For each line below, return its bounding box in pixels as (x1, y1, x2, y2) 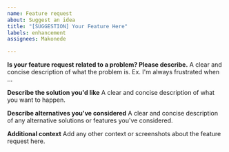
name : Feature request (7, 10, 72, 17)
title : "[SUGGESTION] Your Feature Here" (7, 23, 128, 30)
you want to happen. (7, 96, 66, 104)
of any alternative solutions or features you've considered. (7, 116, 174, 124)
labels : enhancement (7, 29, 67, 36)
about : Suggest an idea (7, 17, 76, 23)
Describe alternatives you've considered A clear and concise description (7, 109, 219, 118)
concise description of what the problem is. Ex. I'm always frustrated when (7, 68, 220, 76)
